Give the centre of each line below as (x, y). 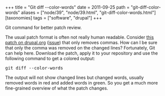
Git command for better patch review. (44, 27)
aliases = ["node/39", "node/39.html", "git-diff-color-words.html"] (88, 12)
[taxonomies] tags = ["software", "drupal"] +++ (54, 18)
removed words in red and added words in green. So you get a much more (82, 83)
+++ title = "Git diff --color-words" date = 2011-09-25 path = (68, 7)
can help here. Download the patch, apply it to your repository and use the (82, 53)
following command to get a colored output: (50, 58)
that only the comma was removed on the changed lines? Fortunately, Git (80, 48)
